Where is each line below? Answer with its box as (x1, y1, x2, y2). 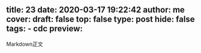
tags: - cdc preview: (6, 23, 83, 34)
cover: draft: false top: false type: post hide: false (6, 14, 195, 25)
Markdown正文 (6, 40, 43, 48)
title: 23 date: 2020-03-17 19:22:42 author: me (6, 5, 185, 15)
